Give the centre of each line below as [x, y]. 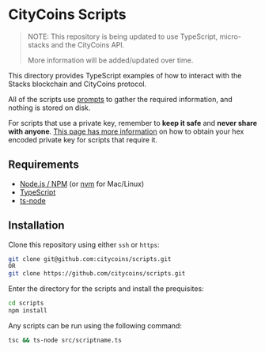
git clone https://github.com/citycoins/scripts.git [97, 274]
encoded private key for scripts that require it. [83, 139]
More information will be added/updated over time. [110, 60]
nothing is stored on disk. [49, 108]
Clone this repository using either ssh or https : [84, 244]
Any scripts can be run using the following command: [95, 325]
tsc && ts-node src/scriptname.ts [65, 340]
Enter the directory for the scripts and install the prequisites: [106, 289]
